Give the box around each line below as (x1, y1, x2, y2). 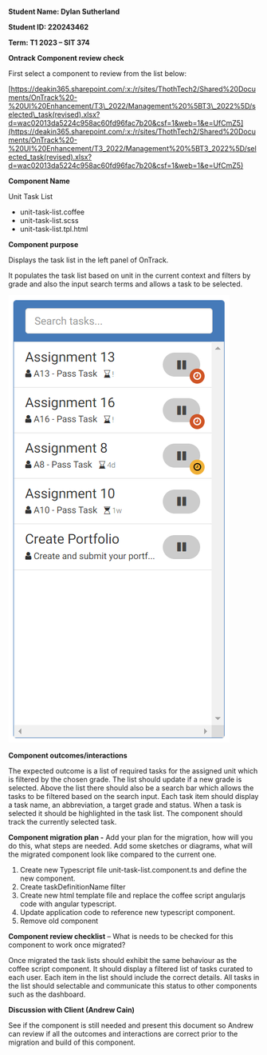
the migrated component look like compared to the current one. (8, 849, 217, 859)
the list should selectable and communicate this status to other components (8, 981, 257, 990)
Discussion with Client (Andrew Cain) (8, 1005, 135, 1014)
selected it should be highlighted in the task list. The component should (8, 809, 243, 818)
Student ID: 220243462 (8, 22, 89, 31)
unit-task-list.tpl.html (19, 224, 88, 234)
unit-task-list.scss (19, 216, 79, 225)
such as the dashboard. (8, 989, 86, 999)
